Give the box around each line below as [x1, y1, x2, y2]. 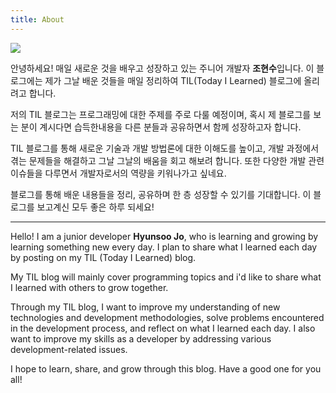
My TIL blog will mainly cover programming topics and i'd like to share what [10, 271, 322, 283]
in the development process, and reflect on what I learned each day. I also [10, 322, 316, 334]
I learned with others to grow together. [10, 281, 169, 293]
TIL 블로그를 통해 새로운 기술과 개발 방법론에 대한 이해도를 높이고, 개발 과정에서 [10, 142, 320, 154]
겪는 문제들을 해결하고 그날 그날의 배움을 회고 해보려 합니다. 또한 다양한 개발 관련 [10, 154, 325, 166]
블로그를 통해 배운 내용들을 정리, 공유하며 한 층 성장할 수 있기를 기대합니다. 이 [10, 188, 312, 200]
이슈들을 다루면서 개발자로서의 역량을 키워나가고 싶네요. [10, 167, 227, 179]
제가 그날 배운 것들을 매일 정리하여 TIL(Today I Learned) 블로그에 [44, 74, 302, 86]
